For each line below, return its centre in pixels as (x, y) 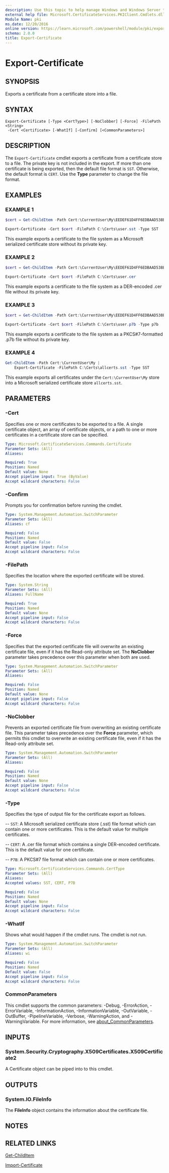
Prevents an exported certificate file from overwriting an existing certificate (83, 727)
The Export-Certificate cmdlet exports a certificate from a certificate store (84, 158)
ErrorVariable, (20, 1010)
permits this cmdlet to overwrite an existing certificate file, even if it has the (83, 738)
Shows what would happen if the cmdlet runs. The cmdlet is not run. (76, 935)
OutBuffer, (16, 1016)
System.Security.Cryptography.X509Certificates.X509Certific (84, 1052)
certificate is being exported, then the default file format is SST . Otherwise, (82, 168)
